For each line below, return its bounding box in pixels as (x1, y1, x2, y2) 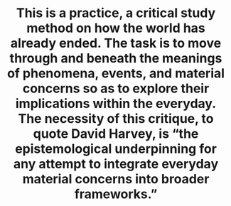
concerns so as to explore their (22, 80, 210, 97)
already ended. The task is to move (10, 36, 222, 51)
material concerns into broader (22, 171, 210, 188)
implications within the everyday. (15, 96, 217, 112)
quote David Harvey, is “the (33, 126, 199, 142)
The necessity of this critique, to (17, 111, 215, 127)
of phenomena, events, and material (6, 65, 225, 82)
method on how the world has (26, 20, 206, 36)
